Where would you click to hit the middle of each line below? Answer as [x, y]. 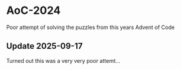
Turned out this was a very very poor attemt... [63, 60]
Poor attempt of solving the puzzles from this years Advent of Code [90, 27]
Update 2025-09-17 [44, 46]
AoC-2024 [34, 11]
